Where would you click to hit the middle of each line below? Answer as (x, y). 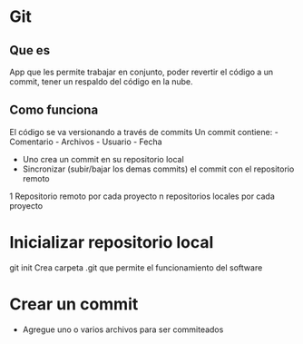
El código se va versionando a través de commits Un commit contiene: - (144, 132)
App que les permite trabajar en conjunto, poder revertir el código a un (142, 72)
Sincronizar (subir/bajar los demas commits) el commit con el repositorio (158, 169)
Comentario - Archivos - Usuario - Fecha (86, 142)
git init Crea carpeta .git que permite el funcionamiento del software (136, 267)
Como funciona (54, 110)
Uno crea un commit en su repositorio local (103, 159)
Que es (30, 50)
